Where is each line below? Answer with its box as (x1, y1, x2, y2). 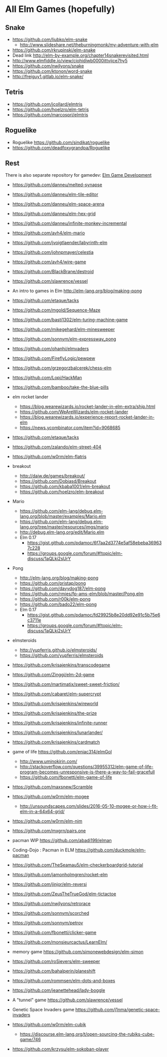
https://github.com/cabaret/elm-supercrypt (12, 691, 101, 697)
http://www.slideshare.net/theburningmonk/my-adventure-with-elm (19, 42, 159, 48)
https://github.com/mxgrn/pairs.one (12, 828, 86, 834)
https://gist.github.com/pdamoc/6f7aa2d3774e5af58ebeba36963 (27, 540, 162, 546)
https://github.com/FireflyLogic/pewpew (12, 355, 95, 361)
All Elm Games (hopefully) (5, 3, 115, 15)
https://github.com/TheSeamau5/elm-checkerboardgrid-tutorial (12, 862, 143, 868)
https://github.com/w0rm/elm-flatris (12, 454, 87, 460)
